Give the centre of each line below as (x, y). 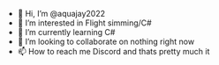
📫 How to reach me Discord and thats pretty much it (113, 51)
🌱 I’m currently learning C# (66, 32)
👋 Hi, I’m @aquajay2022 (61, 14)
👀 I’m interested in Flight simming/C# (84, 23)
